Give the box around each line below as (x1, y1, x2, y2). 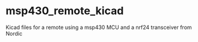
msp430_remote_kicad (5, 4, 124, 18)
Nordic (5, 30, 22, 37)
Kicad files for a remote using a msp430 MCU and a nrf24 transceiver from (5, 24, 192, 31)
